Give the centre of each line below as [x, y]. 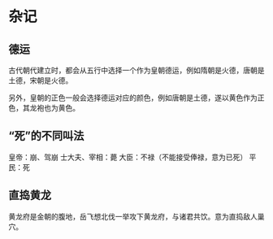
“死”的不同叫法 [46, 136]
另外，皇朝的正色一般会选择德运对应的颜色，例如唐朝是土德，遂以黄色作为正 [136, 98]
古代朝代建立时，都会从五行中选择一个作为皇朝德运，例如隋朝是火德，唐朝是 [136, 70]
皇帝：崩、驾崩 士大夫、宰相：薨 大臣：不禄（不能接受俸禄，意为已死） [128, 157]
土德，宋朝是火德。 [41, 80]
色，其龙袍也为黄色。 [44, 108]
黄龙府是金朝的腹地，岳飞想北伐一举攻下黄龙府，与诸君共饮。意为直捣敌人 [133, 216]
